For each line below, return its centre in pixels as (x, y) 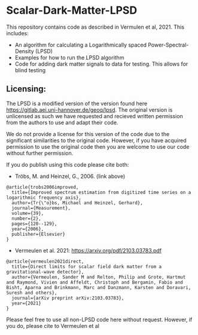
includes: (17, 33)
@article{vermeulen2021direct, (45, 261)
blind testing (30, 70)
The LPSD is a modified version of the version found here (77, 103)
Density (24, 51)
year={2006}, (28, 229)
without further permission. (40, 153)
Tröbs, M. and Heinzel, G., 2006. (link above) (70, 176)
